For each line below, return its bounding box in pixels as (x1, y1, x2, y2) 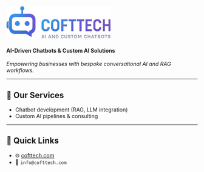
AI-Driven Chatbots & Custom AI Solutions (6, 47, 115, 54)
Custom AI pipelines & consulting (15, 113, 98, 120)
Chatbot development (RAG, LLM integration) (15, 106, 128, 113)
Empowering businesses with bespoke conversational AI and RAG (6, 61, 171, 68)
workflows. (6, 67, 35, 74)
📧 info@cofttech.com (15, 158, 67, 166)
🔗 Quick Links (6, 136, 59, 146)
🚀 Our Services (6, 90, 64, 100)
